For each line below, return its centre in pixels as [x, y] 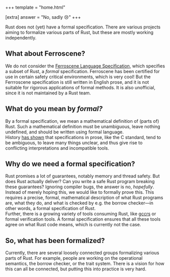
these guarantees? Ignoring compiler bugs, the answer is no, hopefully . [80, 187]
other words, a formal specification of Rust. [50, 209]
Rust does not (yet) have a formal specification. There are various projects [83, 27]
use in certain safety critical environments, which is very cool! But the [78, 77]
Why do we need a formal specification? [70, 164]
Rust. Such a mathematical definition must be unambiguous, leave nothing [83, 126]
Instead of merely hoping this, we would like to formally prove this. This [80, 192]
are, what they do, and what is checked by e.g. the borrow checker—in [79, 203]
